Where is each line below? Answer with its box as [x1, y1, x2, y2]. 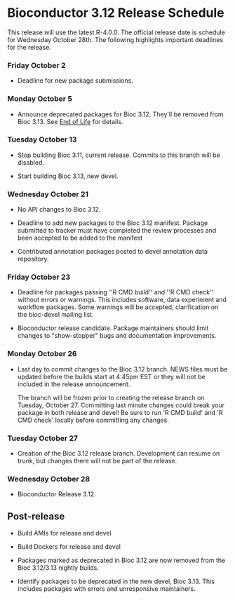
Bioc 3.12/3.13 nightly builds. [17, 564, 100, 572]
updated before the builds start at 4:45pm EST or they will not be [17, 372, 206, 381]
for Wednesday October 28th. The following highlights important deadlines [7, 35, 223, 43]
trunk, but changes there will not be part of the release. [17, 457, 177, 465]
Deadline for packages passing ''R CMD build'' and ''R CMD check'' [17, 288, 214, 296]
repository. [17, 254, 49, 264]
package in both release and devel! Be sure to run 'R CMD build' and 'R [17, 408, 223, 416]
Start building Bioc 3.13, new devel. [17, 172, 119, 180]
